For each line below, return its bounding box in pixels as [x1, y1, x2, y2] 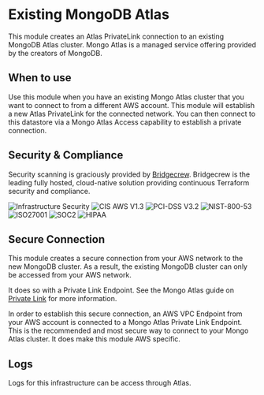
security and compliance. [8, 186, 91, 196]
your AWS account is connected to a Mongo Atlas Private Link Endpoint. [8, 318, 243, 327]
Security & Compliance [8, 148, 124, 162]
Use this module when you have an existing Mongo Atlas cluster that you [8, 92, 244, 102]
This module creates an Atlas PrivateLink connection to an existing [8, 32, 225, 41]
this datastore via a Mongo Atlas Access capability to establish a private [8, 117, 242, 127]
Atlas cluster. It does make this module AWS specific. [8, 334, 181, 344]
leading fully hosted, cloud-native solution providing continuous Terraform [8, 177, 250, 187]
